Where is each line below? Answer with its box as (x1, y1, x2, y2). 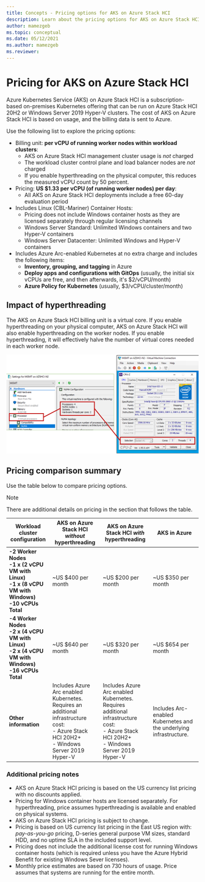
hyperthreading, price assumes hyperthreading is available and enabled (15, 804, 196, 811)
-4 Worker (9, 615, 37, 622)
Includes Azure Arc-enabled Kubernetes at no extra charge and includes (15, 250, 198, 257)
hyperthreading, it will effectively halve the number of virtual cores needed (6, 335, 194, 343)
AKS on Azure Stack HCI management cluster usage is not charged (24, 152, 194, 159)
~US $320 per (103, 640, 139, 648)
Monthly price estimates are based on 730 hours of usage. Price (15, 862, 177, 869)
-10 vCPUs (9, 600, 38, 607)
